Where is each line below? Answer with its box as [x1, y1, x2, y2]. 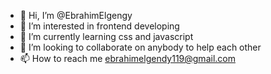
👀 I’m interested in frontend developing [19, 20, 180, 32]
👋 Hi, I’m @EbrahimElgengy [19, 10, 133, 21]
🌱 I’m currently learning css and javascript [19, 31, 194, 42]
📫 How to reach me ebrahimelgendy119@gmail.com [19, 53, 236, 64]
